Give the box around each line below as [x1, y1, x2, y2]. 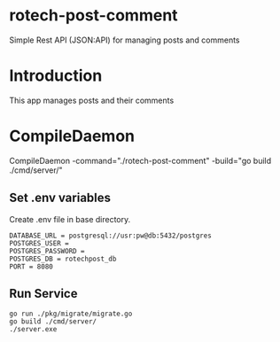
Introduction [9, 66, 103, 86]
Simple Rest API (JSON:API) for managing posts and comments [9, 35, 241, 45]
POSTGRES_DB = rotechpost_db [9, 254, 117, 263]
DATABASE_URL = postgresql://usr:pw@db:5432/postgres [9, 231, 213, 240]
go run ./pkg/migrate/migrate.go [9, 309, 133, 319]
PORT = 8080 [9, 262, 53, 271]
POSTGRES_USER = [9, 238, 69, 248]
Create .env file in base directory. [9, 214, 131, 224]
